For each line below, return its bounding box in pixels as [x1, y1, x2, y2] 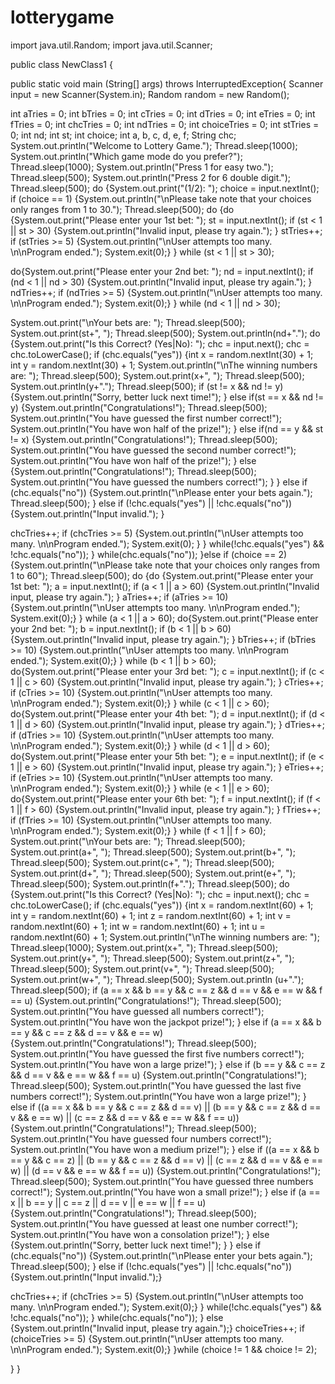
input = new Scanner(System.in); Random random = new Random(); [10, 88, 290, 100]
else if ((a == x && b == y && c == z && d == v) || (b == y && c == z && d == [10, 1101, 322, 1113]
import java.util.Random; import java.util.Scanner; [10, 39, 213, 51]
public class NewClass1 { [10, 58, 113, 70]
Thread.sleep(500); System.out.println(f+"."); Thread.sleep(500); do [10, 877, 290, 890]
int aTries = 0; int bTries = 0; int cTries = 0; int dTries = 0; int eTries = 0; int [10, 107, 316, 120]
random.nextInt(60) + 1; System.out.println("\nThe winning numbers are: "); [10, 931, 320, 943]
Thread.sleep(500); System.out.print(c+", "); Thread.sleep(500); [10, 856, 275, 868]
